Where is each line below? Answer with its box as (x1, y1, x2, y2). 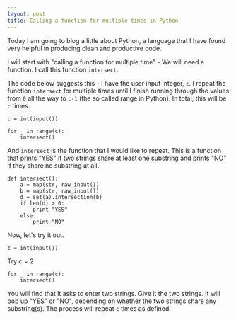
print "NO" (33, 218, 65, 225)
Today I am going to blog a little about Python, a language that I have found (7, 36, 226, 45)
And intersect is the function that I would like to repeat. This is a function (7, 146, 221, 154)
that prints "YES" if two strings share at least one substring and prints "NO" (7, 154, 227, 162)
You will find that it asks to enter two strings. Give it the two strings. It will (7, 289, 220, 297)
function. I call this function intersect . (7, 65, 119, 74)
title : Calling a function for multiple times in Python (7, 17, 179, 24)
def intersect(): (7, 175, 59, 182)
